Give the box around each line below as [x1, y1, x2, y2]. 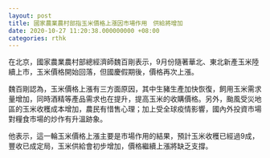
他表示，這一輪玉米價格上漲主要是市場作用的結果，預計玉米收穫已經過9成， [8, 132, 260, 141]
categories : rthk [8, 34, 67, 43]
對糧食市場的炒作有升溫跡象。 [8, 114, 107, 124]
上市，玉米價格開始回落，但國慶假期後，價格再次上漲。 [14, 67, 198, 77]
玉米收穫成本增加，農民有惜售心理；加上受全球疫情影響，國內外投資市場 [22, 104, 262, 114]
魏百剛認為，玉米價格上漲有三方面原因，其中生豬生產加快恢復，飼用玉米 [8, 84, 247, 94]
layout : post [8, 11, 52, 20]
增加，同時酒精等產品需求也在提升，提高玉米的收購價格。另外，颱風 [14, 94, 241, 104]
